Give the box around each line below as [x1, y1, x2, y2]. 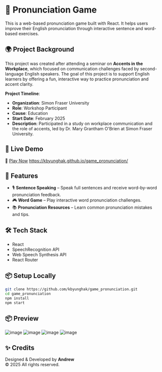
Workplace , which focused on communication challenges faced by [5, 65, 139, 72]
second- [140, 65, 157, 72]
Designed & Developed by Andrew [5, 356, 74, 362]
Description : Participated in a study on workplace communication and [12, 121, 153, 126]
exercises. [18, 31, 39, 36]
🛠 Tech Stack [5, 226, 48, 234]
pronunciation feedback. [12, 192, 62, 198]
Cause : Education [12, 110, 49, 116]
